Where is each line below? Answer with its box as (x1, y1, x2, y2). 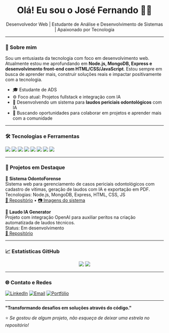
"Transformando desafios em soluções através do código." (5, 305, 132, 311)
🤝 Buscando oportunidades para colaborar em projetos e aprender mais (12, 110, 162, 116)
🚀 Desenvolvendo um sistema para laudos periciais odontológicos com (12, 99, 162, 105)
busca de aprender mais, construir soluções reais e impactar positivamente (5, 71, 162, 77)
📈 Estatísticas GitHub (5, 247, 60, 255)
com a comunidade (12, 115, 53, 121)
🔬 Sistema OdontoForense (5, 176, 61, 182)
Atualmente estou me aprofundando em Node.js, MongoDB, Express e (5, 60, 152, 67)
